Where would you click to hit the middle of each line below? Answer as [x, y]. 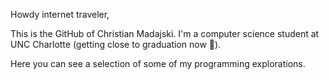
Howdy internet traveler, [60, 14]
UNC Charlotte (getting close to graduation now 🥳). [116, 44]
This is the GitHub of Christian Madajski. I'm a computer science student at [165, 33]
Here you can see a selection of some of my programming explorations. [158, 63]
